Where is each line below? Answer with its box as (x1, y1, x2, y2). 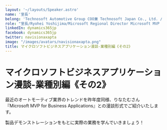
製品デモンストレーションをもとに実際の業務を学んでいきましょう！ (5, 119, 144, 125)
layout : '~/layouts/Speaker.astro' (5, 7, 79, 12)
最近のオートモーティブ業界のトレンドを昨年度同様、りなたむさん (5, 96, 140, 102)
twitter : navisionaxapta (5, 35, 57, 40)
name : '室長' (5, 12, 31, 17)
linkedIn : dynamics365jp (5, 26, 57, 31)
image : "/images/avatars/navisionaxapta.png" (5, 40, 101, 44)
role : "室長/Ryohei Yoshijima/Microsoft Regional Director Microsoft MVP (5, 21, 160, 26)
